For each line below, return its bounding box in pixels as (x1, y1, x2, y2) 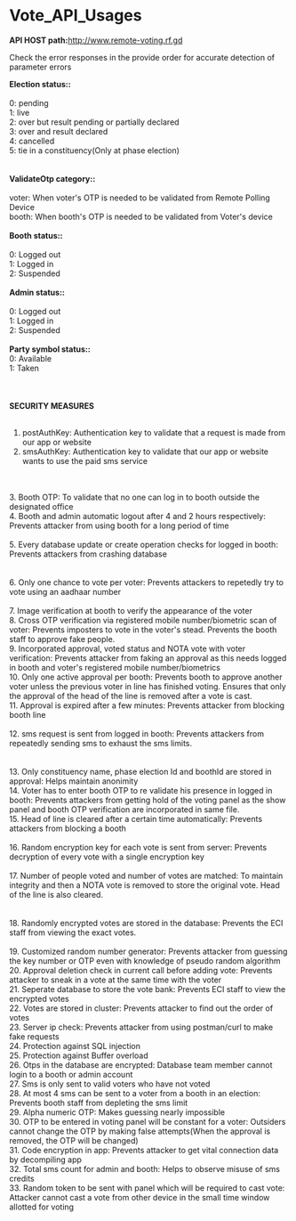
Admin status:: (9, 287, 65, 297)
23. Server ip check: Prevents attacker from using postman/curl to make (9, 1022, 274, 1032)
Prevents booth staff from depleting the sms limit (9, 1097, 188, 1108)
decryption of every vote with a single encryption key (9, 851, 204, 862)
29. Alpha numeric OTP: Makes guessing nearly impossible (9, 1106, 225, 1118)
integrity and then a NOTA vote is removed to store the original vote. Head (9, 879, 280, 891)
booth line (9, 709, 46, 720)
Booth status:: (9, 230, 63, 240)
